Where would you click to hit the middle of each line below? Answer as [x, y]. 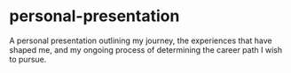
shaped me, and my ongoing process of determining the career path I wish [145, 49]
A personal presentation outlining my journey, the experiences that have [141, 40]
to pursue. [28, 59]
